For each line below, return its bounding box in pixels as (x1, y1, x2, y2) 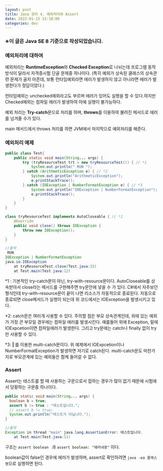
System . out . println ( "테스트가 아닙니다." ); (9, 412, 91, 417)
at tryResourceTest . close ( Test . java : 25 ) (14, 264, 97, 269)
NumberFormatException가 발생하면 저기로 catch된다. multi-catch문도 (5, 348, 143, 354)
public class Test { (5, 151, 45, 156)
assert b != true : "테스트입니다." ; (9, 403, 80, 408)
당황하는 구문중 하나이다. (10, 384, 57, 390)
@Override (14, 219, 34, 224)
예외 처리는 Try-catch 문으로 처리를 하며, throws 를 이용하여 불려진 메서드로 (5, 110, 149, 115)
